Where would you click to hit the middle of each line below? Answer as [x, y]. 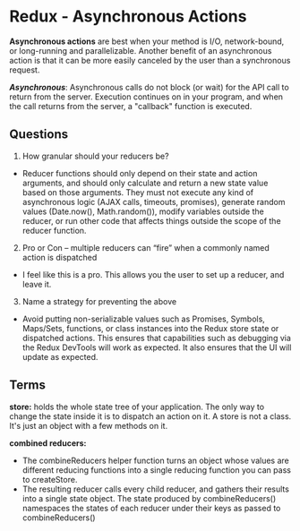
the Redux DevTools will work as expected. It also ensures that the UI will [157, 347]
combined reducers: [48, 443]
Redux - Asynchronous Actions [128, 17]
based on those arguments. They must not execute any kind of [138, 192]
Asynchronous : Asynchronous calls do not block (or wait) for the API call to [149, 87]
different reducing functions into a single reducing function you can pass [156, 470]
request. [25, 70]
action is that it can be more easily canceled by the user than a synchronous [150, 60]
